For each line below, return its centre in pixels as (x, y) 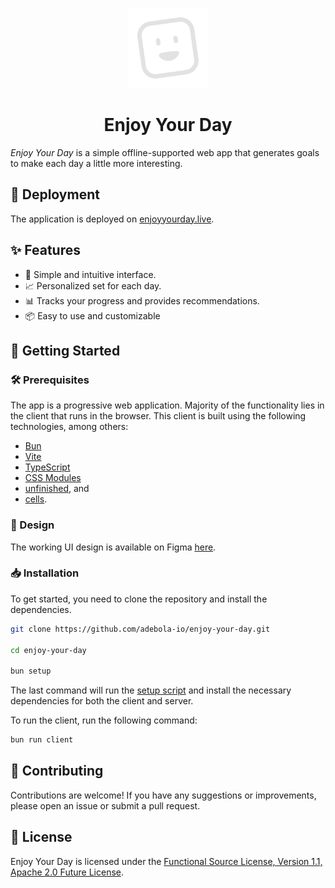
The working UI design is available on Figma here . (113, 547)
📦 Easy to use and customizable (92, 315)
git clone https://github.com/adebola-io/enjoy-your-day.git (140, 629)
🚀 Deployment (55, 194)
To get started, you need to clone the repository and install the (139, 599)
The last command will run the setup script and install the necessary (151, 690)
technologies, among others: (69, 427)
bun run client (42, 740)
